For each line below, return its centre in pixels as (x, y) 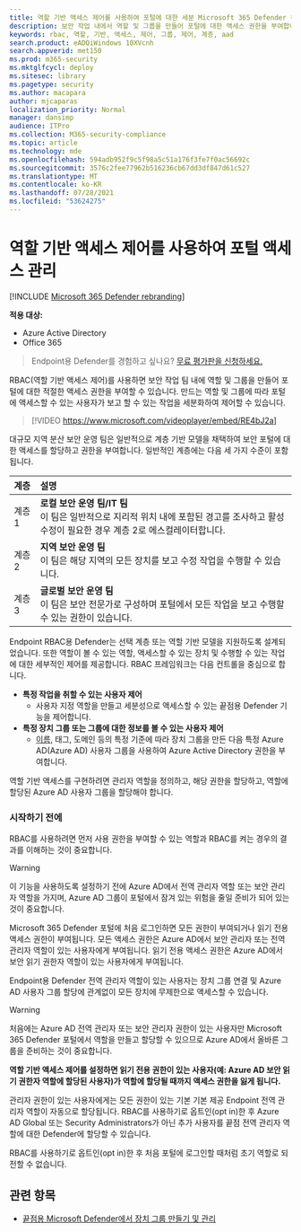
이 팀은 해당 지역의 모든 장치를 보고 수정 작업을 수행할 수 (151, 560)
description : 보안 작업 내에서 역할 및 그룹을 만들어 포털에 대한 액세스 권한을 (138, 26)
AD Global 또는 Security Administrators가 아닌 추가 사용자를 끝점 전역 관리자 (145, 1122)
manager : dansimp (42, 118)
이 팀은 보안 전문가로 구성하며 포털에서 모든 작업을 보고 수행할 (162, 604)
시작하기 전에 (36, 817)
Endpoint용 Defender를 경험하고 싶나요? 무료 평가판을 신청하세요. (147, 361)
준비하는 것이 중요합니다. (69, 1051)
